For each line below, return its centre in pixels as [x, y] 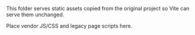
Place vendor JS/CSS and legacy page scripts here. [69, 26]
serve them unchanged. [35, 15]
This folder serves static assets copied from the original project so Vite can [98, 8]
